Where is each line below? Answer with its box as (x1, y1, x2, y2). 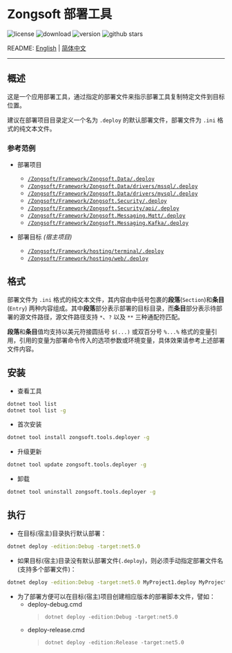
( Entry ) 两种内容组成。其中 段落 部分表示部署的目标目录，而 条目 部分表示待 (7, 304, 216, 312)
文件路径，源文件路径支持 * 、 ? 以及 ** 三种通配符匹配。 (25, 312, 184, 321)
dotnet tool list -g (7, 406, 67, 414)
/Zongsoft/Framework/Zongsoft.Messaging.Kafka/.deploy (27, 220, 188, 227)
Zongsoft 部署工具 (7, 6, 113, 22)
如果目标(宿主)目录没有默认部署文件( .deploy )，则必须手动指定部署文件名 (17, 556, 224, 564)
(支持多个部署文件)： (17, 565, 77, 573)
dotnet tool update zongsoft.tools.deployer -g (7, 461, 147, 468)
